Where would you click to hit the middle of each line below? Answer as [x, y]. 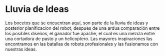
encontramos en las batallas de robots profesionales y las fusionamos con [82, 44]
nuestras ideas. [21, 49]
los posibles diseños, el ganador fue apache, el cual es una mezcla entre [80, 33]
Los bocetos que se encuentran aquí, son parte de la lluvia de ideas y [77, 23]
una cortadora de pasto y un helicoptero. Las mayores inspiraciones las [79, 39]
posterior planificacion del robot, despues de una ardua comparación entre [82, 28]
